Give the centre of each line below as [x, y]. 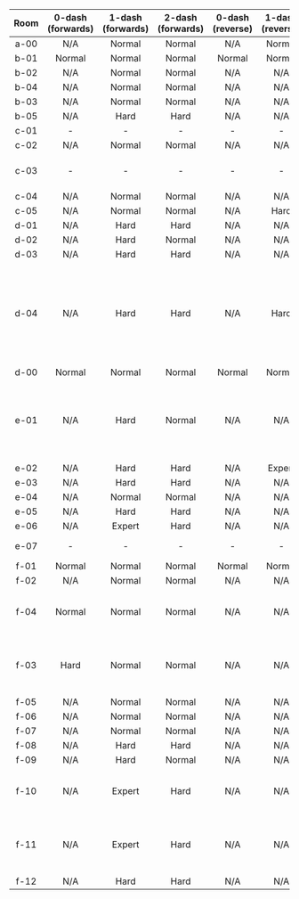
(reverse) [233, 29]
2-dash [181, 17]
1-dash [125, 17]
